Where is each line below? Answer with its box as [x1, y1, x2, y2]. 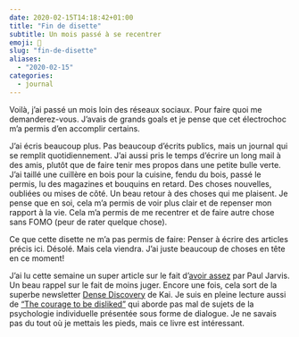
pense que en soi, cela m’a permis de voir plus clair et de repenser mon [9, 198, 272, 208]
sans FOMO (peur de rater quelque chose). [9, 216, 168, 227]
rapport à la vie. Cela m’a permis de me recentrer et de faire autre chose [9, 206, 275, 217]
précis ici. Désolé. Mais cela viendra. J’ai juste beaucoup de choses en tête [9, 243, 286, 254]
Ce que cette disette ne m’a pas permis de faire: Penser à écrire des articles [9, 233, 288, 244]
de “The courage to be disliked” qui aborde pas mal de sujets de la [9, 299, 254, 309]
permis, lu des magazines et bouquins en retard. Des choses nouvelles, [9, 178, 272, 189]
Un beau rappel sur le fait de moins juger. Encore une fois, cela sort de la [9, 279, 278, 291]
